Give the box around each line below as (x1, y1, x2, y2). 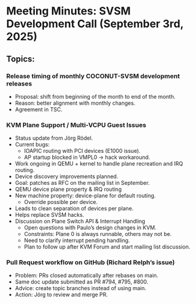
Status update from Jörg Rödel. (14, 134, 93, 142)
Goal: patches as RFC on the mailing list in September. (14, 179, 150, 187)
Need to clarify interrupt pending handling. (24, 237, 130, 244)
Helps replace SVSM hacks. (14, 211, 84, 219)
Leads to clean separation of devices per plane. (14, 205, 134, 212)
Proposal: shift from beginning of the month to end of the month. (14, 93, 176, 100)
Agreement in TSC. (14, 105, 63, 113)
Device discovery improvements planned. (14, 173, 119, 180)
